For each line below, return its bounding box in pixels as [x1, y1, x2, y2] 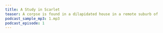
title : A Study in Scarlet [5, 7, 60, 12]
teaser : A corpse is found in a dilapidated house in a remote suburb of [5, 12, 159, 16]
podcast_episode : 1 [5, 20, 45, 26]
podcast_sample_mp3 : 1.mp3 [5, 16, 60, 21]
